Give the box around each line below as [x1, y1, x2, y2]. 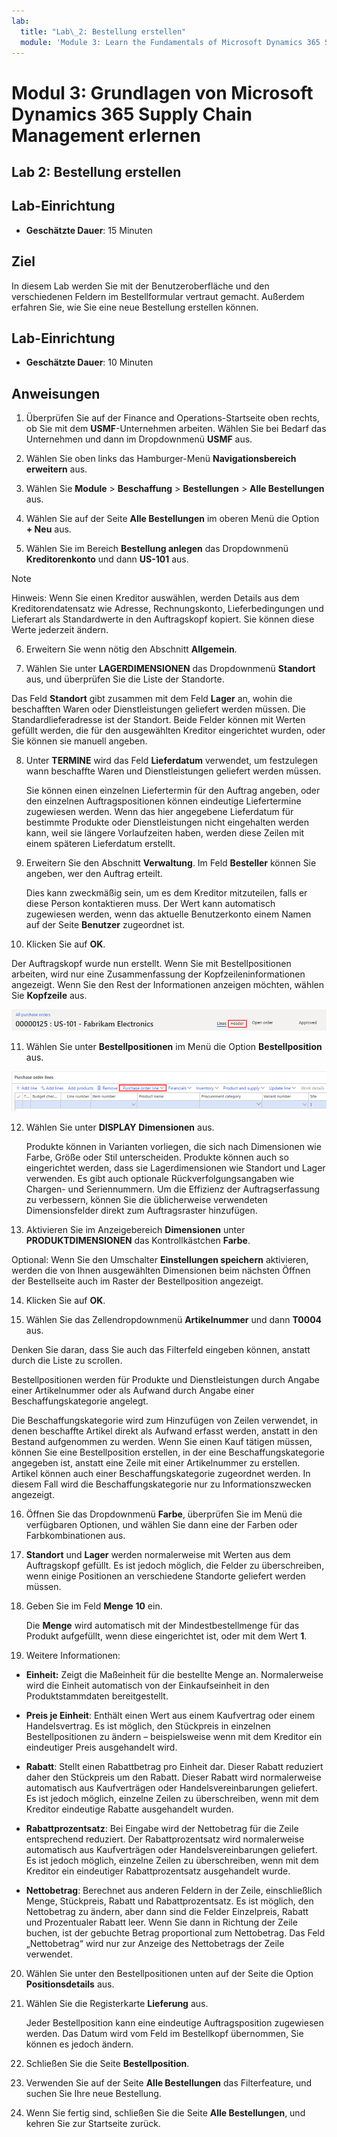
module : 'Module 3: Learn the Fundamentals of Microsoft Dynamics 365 [20, 37, 321, 47]
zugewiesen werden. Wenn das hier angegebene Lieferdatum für [25, 806, 294, 818]
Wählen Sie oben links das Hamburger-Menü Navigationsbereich [25, 453, 297, 465]
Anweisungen [11, 385, 101, 402]
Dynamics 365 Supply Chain [11, 103, 253, 125]
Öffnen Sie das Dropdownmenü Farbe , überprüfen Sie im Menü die [25, 1508, 303, 1520]
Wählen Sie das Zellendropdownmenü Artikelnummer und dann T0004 [25, 1313, 323, 1325]
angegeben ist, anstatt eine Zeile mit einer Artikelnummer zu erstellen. [11, 1456, 301, 1469]
